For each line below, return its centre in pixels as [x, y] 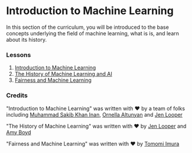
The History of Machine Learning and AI [63, 74]
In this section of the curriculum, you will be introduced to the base [88, 27]
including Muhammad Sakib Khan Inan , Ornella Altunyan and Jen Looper [95, 114]
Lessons [19, 55]
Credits [17, 95]
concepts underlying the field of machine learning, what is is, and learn [92, 33]
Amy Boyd [19, 132]
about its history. [27, 39]
